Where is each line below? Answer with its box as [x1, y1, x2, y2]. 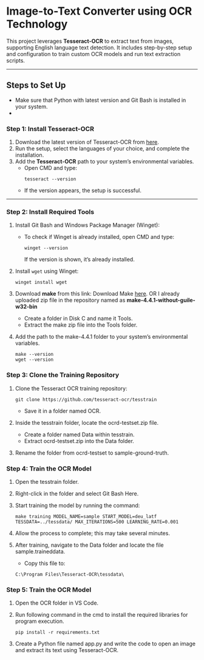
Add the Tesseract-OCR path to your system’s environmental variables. [15, 158, 194, 165]
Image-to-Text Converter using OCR [6, 4, 192, 18]
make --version [15, 352, 54, 358]
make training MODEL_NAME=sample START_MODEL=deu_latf [15, 513, 157, 519]
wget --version [15, 357, 54, 363]
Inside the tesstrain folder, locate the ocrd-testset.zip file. [15, 419, 159, 426]
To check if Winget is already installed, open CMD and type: [24, 233, 175, 241]
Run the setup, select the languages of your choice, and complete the [15, 145, 190, 152]
